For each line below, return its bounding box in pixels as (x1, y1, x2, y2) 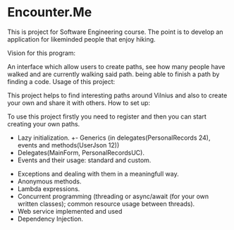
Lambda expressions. (17, 184, 80, 193)
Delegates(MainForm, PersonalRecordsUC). (17, 148, 144, 157)
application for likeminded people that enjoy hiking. (7, 35, 156, 43)
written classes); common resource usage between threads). (17, 199, 195, 208)
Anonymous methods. (17, 177, 82, 186)
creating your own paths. (7, 119, 80, 128)
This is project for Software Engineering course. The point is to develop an (7, 28, 223, 36)
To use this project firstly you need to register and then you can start (7, 112, 207, 121)
